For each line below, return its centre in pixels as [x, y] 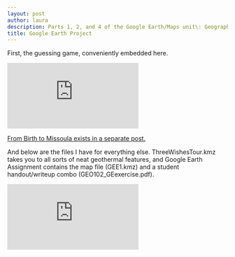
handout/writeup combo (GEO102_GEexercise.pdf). [81, 174]
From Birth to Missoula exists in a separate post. [76, 139]
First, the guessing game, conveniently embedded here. [88, 53]
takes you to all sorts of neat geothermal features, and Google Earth [105, 160]
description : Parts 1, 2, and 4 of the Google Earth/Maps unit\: [104, 27]
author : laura [28, 20]
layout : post [26, 14]
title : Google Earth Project [50, 33]
